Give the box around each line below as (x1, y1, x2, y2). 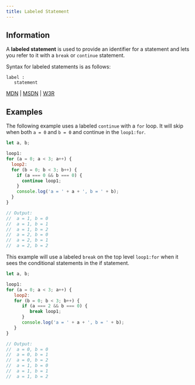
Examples (6, 106, 43, 117)
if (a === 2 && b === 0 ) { (21, 303, 88, 309)
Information (6, 30, 50, 40)
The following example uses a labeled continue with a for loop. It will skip (6, 122, 183, 129)
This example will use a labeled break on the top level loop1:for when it (6, 253, 179, 260)
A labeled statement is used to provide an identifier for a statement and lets (6, 46, 190, 53)
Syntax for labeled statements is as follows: (6, 63, 111, 70)
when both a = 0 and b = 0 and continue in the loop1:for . (6, 129, 146, 136)
